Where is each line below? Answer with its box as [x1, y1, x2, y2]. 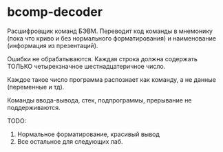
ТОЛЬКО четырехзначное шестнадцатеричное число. [7, 62, 166, 70]
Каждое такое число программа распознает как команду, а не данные [7, 75, 217, 83]
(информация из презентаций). [7, 41, 98, 50]
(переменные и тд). [7, 83, 65, 91]
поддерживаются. [7, 103, 61, 111]
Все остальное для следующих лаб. [17, 137, 123, 145]
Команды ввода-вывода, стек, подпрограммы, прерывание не [7, 96, 192, 104]
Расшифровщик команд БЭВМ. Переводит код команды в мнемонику [7, 27, 213, 35]
